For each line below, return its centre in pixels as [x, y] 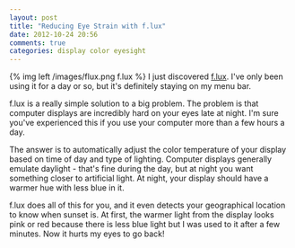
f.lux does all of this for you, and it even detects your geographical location [147, 205]
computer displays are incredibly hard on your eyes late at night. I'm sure [144, 113]
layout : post [34, 18]
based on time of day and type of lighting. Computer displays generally [140, 159]
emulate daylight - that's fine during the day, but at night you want [131, 169]
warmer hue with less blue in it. [67, 188]
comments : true [38, 43]
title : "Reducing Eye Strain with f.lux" [88, 26]
